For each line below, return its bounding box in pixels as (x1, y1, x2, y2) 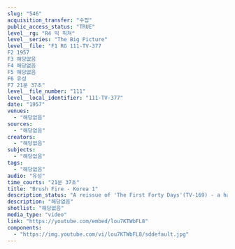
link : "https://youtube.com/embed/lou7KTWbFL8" (7, 218, 149, 225)
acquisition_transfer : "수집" (7, 17, 92, 24)
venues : (7, 107, 30, 114)
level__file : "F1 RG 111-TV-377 (7, 43, 101, 50)
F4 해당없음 (7, 62, 36, 69)
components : (7, 224, 42, 231)
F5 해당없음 (7, 68, 36, 75)
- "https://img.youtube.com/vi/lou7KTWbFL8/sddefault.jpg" (13, 231, 190, 238)
